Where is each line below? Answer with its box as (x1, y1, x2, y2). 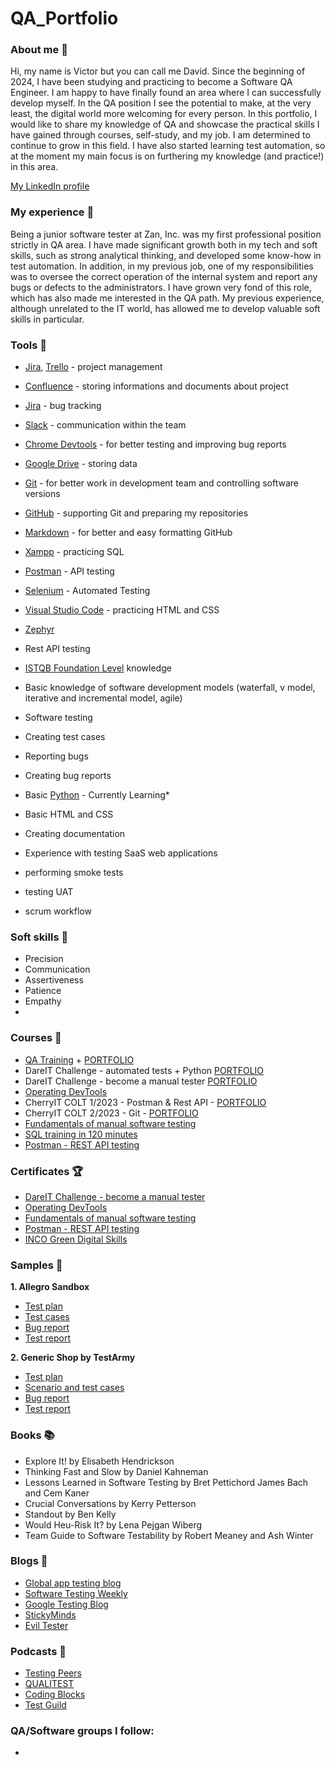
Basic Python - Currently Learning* (24, 789, 170, 801)
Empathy (24, 995, 62, 1007)
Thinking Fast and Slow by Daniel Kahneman (24, 1465, 209, 1477)
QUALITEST (24, 1678, 75, 1690)
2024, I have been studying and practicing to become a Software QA (10, 76, 293, 88)
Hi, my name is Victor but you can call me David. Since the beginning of (10, 65, 306, 77)
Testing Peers (24, 1667, 82, 1679)
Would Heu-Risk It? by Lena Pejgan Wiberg (24, 1518, 203, 1531)
